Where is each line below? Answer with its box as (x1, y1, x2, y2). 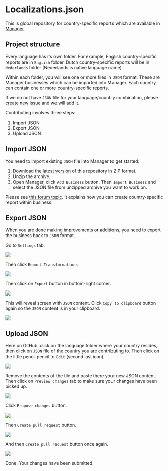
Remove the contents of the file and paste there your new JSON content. (5, 373, 156, 379)
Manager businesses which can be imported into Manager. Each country (5, 79, 156, 85)
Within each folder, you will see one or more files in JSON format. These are (5, 74, 160, 80)
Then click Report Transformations (5, 261, 78, 268)
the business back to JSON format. (5, 232, 75, 239)
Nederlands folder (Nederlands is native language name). (5, 64, 123, 70)
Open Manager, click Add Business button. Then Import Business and (12, 179, 156, 185)
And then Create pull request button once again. (5, 441, 108, 447)
